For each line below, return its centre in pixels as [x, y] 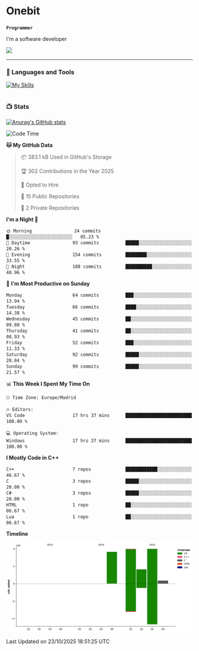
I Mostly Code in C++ [33, 457]
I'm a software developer [36, 39]
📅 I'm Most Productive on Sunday [48, 283]
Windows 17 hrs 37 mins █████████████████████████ [99, 441]
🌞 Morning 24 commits [54, 231]
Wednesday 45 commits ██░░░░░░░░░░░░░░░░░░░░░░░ [99, 319]
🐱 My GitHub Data [30, 145]
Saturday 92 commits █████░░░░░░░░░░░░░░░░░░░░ [99, 355]
